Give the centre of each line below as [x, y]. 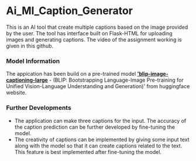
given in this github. [30, 46]
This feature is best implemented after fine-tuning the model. [88, 152]
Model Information [33, 61]
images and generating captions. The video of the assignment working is [94, 39]
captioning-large [27, 80]
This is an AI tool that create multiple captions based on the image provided [97, 27]
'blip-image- [153, 74]
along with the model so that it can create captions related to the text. [98, 146]
